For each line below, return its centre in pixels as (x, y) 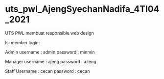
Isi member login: (23, 42)
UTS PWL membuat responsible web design (49, 33)
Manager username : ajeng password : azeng (51, 61)
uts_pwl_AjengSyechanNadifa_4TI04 (82, 9)
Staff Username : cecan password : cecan (47, 71)
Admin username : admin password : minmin (50, 52)
